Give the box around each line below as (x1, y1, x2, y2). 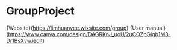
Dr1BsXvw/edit (6, 37, 43, 44)
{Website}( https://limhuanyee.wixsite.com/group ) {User (6, 24, 144, 31)
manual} (145, 24, 166, 31)
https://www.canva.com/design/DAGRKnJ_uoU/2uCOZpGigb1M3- (8, 30, 171, 37)
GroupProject (6, 4, 75, 18)
